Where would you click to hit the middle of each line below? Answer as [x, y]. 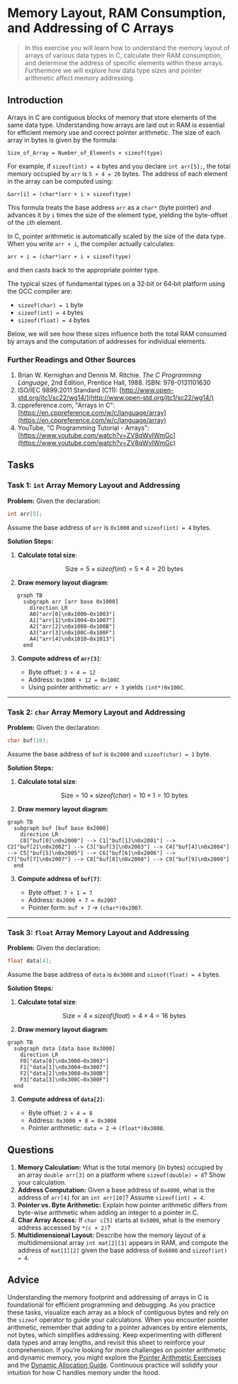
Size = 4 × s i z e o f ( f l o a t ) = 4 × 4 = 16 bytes [124, 1015]
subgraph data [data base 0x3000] [64, 1048]
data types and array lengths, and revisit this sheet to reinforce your [106, 1342]
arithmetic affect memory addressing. [80, 78]
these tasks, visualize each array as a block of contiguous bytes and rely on [118, 1312]
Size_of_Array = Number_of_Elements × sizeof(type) [85, 153]
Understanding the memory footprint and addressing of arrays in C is [108, 1297]
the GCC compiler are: [40, 291]
